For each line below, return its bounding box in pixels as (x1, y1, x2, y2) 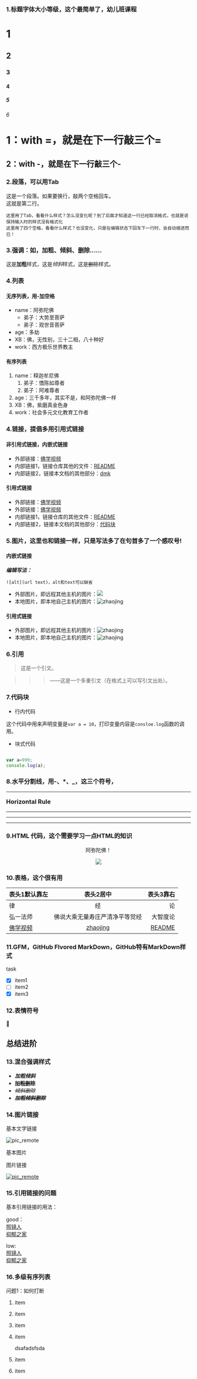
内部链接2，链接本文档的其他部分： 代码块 (14, 520, 116, 527)
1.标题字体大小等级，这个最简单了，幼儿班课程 (6, 5, 137, 13)
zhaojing (86, 923, 110, 932)
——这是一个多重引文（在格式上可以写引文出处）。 (49, 677, 171, 684)
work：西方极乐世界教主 (14, 343, 73, 351)
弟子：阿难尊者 (23, 387, 60, 394)
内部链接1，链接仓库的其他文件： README (14, 513, 116, 520)
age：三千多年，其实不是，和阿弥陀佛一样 (14, 394, 117, 401)
